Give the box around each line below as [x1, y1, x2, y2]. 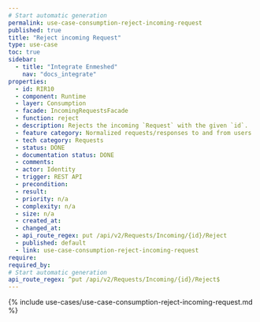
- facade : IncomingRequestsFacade [15, 107, 128, 115]
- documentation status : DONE [15, 151, 114, 159]
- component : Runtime [15, 92, 87, 100]
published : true [8, 26, 61, 34]
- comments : [15, 159, 55, 167]
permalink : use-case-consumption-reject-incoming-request [8, 19, 202, 27]
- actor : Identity [15, 166, 76, 174]
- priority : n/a [15, 195, 69, 203]
